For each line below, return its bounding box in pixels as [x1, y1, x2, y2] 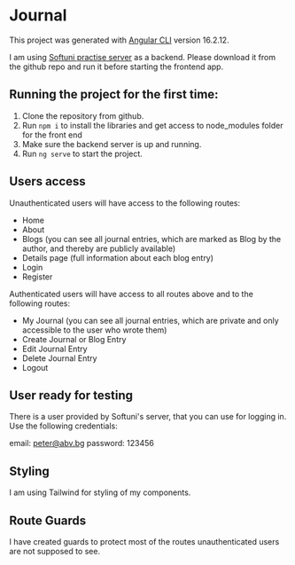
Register [21, 271, 53, 282]
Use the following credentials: [9, 420, 118, 431]
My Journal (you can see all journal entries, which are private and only [21, 315, 279, 326]
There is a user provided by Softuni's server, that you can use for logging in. [9, 412, 287, 422]
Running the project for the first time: [9, 87, 219, 102]
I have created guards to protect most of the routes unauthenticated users [9, 537, 280, 546]
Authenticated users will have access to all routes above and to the [9, 288, 254, 299]
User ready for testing [9, 388, 133, 403]
